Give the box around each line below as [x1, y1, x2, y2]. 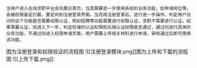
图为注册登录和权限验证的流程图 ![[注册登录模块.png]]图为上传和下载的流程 [6, 48, 188, 55]
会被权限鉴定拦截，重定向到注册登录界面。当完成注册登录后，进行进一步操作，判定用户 [6, 12, 187, 18]
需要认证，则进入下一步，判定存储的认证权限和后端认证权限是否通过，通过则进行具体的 [10, 24, 191, 30]
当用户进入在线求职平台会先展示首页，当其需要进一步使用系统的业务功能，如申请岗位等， [6, 5, 191, 11]
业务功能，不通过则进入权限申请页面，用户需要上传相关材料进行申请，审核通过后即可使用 [6, 31, 191, 37]
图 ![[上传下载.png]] [6, 56, 54, 62]
